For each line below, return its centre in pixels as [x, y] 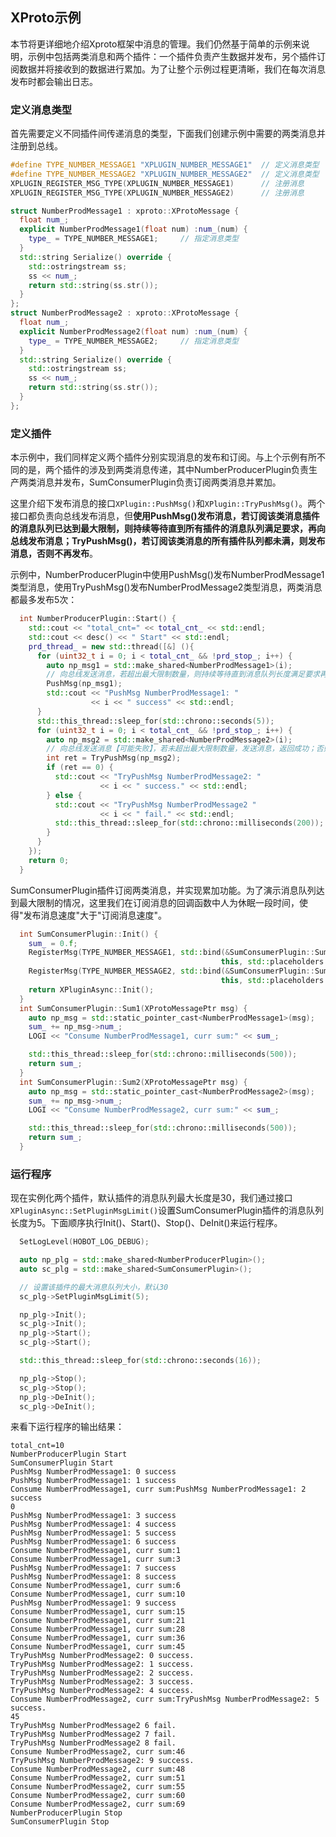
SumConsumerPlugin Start [62, 1463]
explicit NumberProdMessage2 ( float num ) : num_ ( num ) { [133, 331]
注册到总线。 [36, 146]
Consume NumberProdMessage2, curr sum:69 [98, 1804]
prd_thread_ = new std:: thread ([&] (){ [111, 646]
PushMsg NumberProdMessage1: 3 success [93, 1516]
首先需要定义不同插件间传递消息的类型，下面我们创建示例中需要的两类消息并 [168, 134]
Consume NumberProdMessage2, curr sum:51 [98, 1778]
